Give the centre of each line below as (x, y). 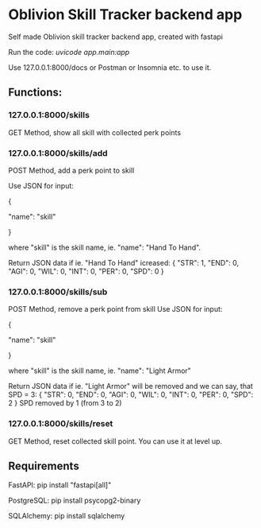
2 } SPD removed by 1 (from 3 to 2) (65, 403)
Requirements (44, 466)
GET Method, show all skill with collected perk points (94, 132)
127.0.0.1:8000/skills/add (58, 153)
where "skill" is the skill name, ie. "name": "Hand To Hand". (104, 247)
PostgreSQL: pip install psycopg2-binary (75, 501)
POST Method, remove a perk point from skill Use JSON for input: (115, 309)
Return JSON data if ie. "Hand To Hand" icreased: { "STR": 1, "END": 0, (124, 262)
